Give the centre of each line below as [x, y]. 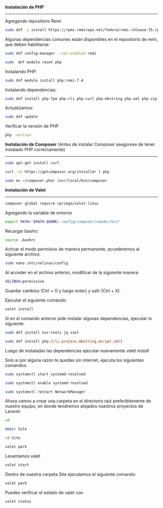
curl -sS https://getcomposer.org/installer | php [57, 172]
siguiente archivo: [23, 254]
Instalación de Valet [25, 190]
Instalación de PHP [24, 7]
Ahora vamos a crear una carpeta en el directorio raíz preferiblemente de [78, 401]
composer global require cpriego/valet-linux [52, 203]
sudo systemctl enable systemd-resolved [47, 383]
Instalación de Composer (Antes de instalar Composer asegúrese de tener [80, 144]
